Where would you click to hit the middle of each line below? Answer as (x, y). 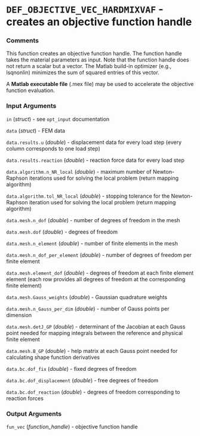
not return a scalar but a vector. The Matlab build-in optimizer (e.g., (89, 66)
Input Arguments (31, 106)
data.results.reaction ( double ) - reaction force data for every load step (96, 160)
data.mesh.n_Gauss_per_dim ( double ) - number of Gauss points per (88, 308)
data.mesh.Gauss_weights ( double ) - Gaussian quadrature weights (87, 297)
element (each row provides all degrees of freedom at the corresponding (96, 279)
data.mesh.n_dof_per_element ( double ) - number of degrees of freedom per (99, 255)
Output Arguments (34, 413)
